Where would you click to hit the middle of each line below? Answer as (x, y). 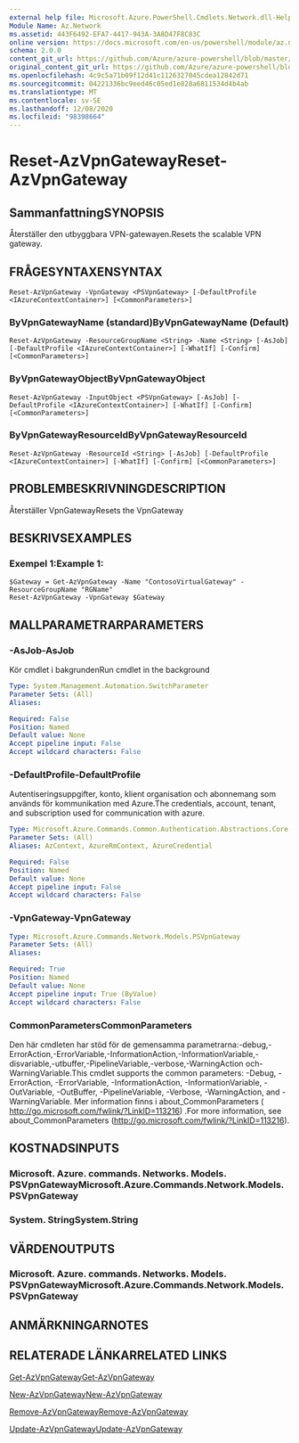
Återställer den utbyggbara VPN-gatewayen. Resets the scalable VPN (135, 234)
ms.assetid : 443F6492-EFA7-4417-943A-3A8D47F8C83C (105, 34)
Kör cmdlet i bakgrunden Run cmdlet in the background (110, 670)
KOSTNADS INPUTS (65, 1148)
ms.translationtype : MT (53, 92)
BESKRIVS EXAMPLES (71, 539)
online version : (39, 42)
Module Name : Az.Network (55, 26)
